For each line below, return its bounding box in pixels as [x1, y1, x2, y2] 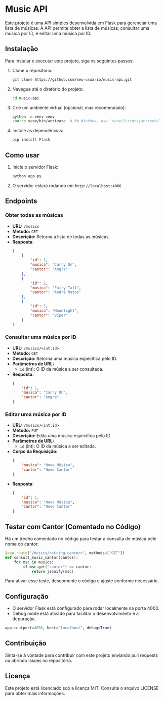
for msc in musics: [14, 559, 54, 565]
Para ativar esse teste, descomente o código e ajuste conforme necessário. [5, 578, 159, 584]
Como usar [5, 151, 40, 159]
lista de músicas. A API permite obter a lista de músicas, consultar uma [5, 25, 150, 31]
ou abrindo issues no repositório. [5, 657, 73, 663]
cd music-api [12, 96, 40, 100]
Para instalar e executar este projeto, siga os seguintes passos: [5, 58, 134, 64]
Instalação [5, 45, 39, 53]
